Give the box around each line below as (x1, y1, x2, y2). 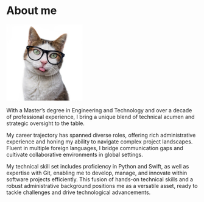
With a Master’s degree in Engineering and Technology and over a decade (6, 106, 192, 114)
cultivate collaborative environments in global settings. (6, 151, 143, 158)
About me (6, 4, 57, 18)
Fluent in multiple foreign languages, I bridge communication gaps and (6, 144, 184, 151)
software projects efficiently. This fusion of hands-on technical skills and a (6, 175, 194, 183)
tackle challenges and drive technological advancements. (6, 189, 151, 196)
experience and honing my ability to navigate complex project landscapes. (6, 138, 193, 145)
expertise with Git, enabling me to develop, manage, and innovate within (6, 169, 188, 176)
